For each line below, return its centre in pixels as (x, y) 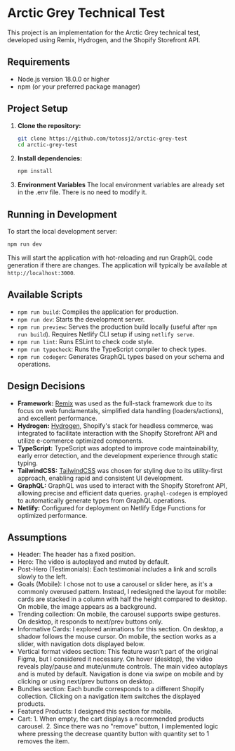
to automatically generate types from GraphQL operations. (102, 500)
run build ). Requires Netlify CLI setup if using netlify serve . (106, 334)
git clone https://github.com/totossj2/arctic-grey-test (102, 139)
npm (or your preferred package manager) (79, 87)
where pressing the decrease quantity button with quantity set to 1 (113, 734)
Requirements (39, 62)
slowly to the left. (42, 577)
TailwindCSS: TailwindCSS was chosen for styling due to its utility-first (120, 470)
